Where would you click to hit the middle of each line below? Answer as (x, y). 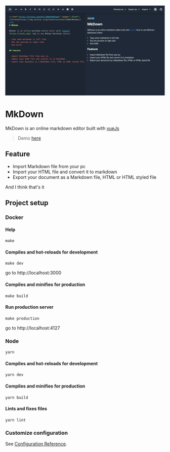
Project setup (27, 203)
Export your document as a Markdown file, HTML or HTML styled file (84, 177)
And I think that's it (25, 187)
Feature (18, 154)
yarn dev (14, 375)
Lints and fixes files (26, 409)
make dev (14, 264)
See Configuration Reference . (36, 444)
